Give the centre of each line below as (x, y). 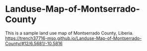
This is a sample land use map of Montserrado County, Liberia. (69, 33)
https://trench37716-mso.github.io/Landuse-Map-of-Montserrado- (73, 38)
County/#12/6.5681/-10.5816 (34, 43)
